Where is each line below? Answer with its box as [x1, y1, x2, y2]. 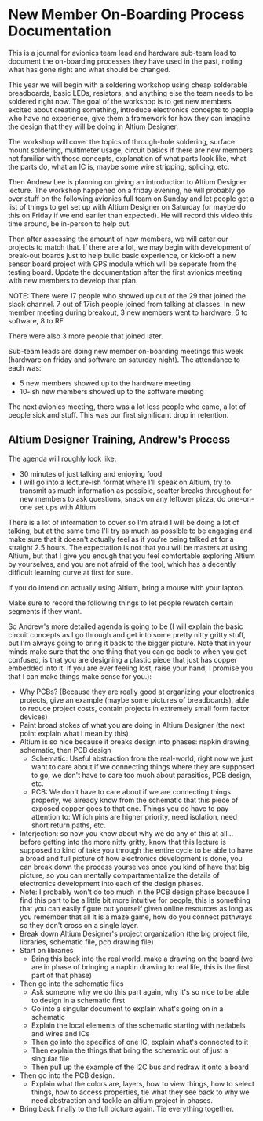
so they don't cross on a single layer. [19, 920, 139, 929]
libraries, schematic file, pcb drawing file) [19, 937, 155, 947]
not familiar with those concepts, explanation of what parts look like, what [8, 153, 247, 162]
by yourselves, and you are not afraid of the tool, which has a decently [8, 559, 236, 568]
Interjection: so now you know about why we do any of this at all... [19, 828, 234, 838]
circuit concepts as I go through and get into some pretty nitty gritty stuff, [8, 630, 246, 639]
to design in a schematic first [31, 995, 126, 1005]
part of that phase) [31, 970, 93, 980]
